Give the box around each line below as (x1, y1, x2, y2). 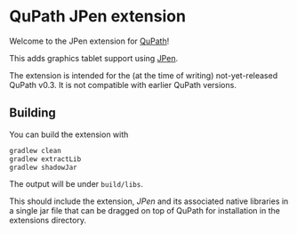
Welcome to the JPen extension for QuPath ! (9, 36, 170, 46)
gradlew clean (9, 146, 62, 155)
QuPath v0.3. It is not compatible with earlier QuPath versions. (9, 79, 237, 90)
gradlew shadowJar (9, 163, 77, 172)
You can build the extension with (9, 129, 129, 140)
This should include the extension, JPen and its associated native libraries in (9, 196, 289, 206)
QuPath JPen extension (9, 6, 187, 27)
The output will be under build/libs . (9, 179, 144, 190)
